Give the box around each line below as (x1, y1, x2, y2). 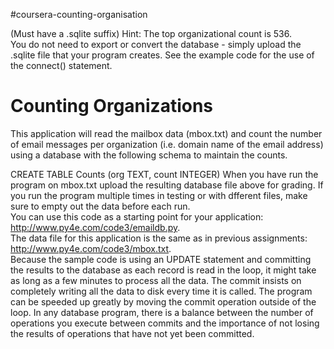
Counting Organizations (10, 95, 214, 118)
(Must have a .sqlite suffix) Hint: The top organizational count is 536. (10, 28, 292, 39)
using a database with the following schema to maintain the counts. (10, 149, 288, 161)
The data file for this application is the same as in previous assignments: (10, 232, 308, 244)
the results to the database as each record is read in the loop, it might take (10, 264, 317, 276)
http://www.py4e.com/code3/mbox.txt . (10, 242, 172, 254)
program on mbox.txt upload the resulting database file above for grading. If (10, 179, 324, 191)
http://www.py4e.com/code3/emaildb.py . (10, 221, 181, 233)
